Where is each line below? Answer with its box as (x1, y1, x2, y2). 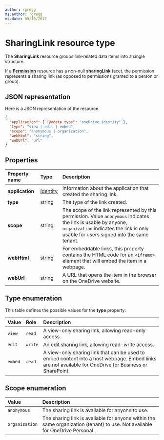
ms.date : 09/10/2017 (5, 16, 47, 21)
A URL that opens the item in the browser (62, 272, 157, 279)
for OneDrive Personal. (42, 427, 95, 434)
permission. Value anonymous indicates (62, 213, 150, 220)
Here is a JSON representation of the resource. (5, 106, 100, 111)
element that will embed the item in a (62, 258, 147, 264)
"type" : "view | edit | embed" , (9, 124, 76, 129)
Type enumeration (5, 294, 62, 303)
